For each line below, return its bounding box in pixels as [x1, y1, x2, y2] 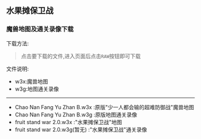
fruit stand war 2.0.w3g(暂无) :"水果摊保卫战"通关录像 [14, 126, 148, 133]
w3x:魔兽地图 [14, 78, 48, 85]
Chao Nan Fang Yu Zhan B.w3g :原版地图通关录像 [14, 111, 138, 118]
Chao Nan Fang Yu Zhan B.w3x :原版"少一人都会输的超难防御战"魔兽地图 [14, 103, 194, 110]
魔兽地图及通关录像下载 [6, 25, 74, 33]
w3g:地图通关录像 [14, 85, 59, 92]
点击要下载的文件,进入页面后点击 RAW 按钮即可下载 [20, 52, 141, 60]
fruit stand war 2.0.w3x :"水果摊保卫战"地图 [14, 118, 123, 125]
